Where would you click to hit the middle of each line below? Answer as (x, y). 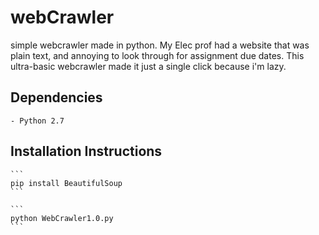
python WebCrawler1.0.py (62, 218)
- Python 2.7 (37, 121)
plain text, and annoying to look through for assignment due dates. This (157, 55)
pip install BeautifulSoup (66, 183)
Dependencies (56, 97)
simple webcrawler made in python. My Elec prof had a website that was (160, 45)
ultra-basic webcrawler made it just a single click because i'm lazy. (148, 66)
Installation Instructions (86, 151)
